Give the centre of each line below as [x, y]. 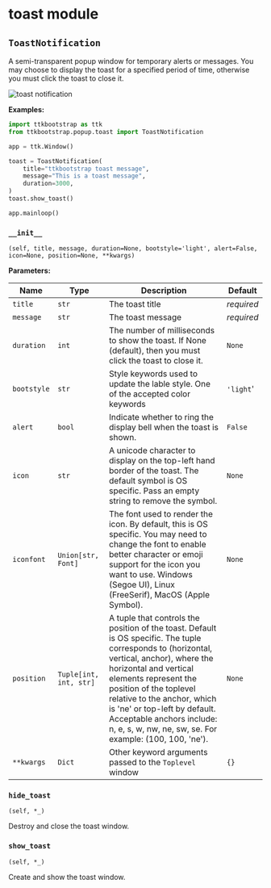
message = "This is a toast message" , [85, 176]
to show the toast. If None [158, 341]
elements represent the [153, 679]
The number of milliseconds [162, 330]
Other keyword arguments [158, 752]
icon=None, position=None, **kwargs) [72, 256]
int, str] [76, 683]
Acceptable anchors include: [163, 719]
